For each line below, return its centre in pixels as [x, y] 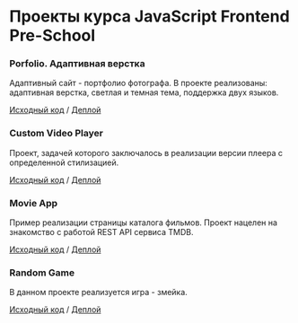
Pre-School [53, 35]
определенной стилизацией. [64, 162]
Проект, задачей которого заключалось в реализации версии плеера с [146, 153]
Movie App [34, 203]
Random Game [42, 273]
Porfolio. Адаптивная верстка [77, 64]
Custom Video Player [56, 134]
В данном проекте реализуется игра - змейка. [99, 292]
